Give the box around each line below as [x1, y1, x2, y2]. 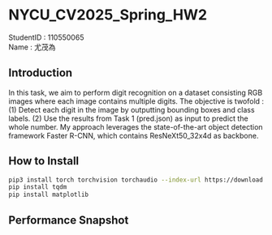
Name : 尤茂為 [8, 42, 56, 52]
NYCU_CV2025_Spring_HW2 [8, 6, 208, 24]
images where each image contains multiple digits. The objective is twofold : [8, 96, 265, 106]
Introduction [8, 66, 73, 80]
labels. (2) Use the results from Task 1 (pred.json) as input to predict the [8, 113, 249, 123]
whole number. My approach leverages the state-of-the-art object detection [8, 122, 263, 131]
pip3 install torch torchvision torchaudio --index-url [8, 176, 201, 184]
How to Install [8, 154, 80, 168]
